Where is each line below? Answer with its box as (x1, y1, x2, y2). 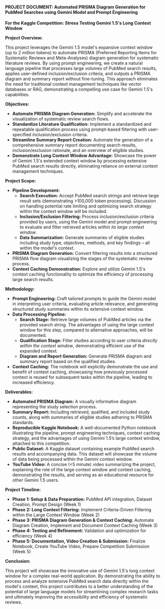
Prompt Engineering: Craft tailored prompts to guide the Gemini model (12, 296, 156, 302)
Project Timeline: (5, 487, 41, 493)
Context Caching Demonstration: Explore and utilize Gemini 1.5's (12, 266, 146, 272)
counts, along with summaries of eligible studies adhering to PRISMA (12, 414, 153, 420)
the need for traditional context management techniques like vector (5, 81, 142, 87)
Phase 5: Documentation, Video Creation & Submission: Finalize (12, 538, 146, 544)
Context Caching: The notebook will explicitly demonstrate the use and (12, 364, 158, 370)
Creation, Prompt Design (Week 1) (12, 502, 81, 507)
